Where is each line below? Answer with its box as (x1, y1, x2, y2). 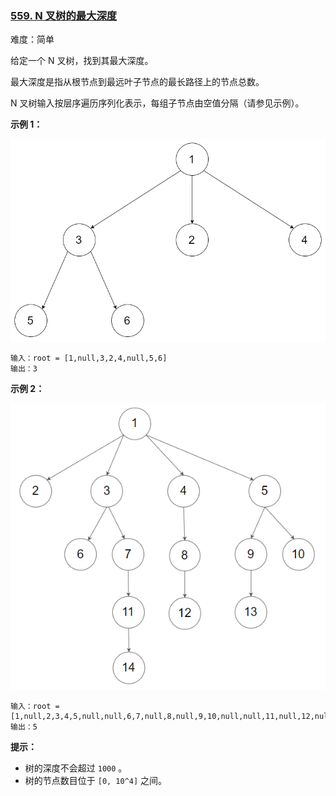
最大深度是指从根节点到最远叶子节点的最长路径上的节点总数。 (10, 76, 265, 88)
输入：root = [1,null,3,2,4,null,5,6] (10, 353, 168, 364)
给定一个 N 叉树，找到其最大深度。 (10, 55, 154, 67)
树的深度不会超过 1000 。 (24, 762, 128, 774)
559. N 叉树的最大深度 (10, 8, 118, 22)
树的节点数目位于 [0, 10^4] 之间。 (24, 774, 168, 786)
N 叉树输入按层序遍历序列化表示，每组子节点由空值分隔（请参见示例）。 (10, 97, 305, 109)
